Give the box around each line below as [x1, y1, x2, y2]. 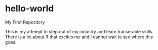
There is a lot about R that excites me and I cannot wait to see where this [5, 34, 153, 40]
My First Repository [5, 19, 45, 25]
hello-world [5, 3, 54, 14]
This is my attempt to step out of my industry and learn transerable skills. [5, 28, 154, 34]
